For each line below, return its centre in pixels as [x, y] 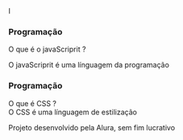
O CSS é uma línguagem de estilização [73, 112]
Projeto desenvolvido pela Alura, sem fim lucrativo [92, 127]
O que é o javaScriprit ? [47, 49]
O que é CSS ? [32, 103]
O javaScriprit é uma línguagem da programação [89, 65]
